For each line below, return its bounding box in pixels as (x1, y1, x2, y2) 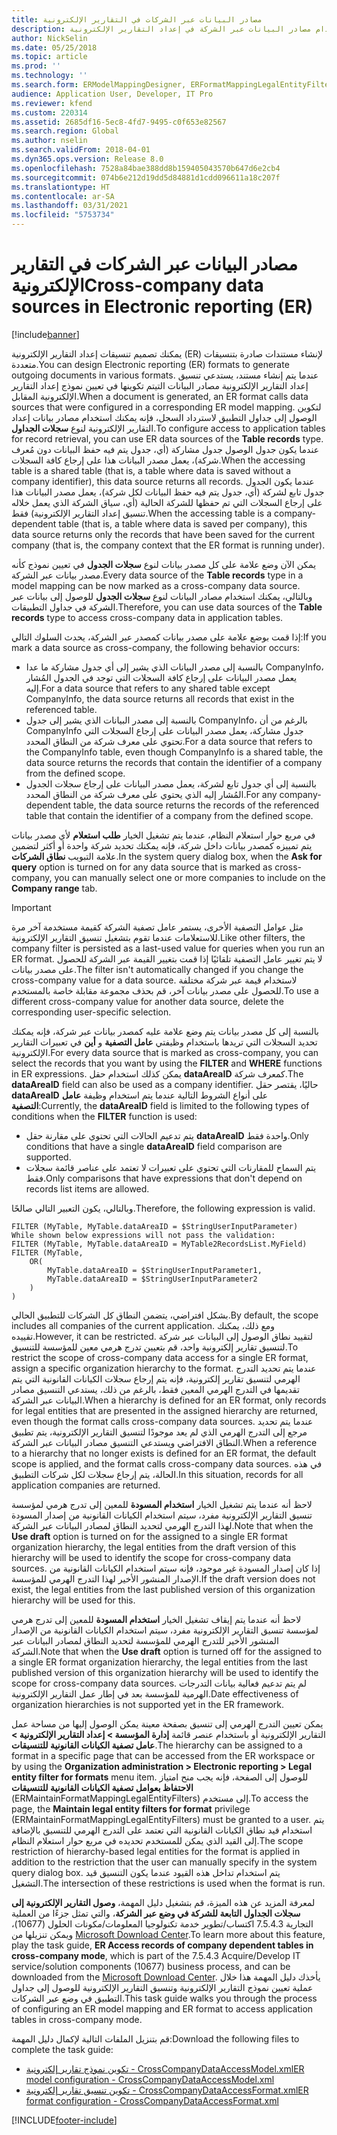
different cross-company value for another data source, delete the (11, 995, 284, 1007)
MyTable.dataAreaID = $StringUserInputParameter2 (47, 1274, 258, 1284)
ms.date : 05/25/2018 (11, 42, 98, 53)
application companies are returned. (11, 1479, 161, 1491)
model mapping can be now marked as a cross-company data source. (11, 579, 301, 591)
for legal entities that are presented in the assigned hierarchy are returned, (11, 1404, 319, 1416)
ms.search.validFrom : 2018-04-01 (11, 145, 151, 155)
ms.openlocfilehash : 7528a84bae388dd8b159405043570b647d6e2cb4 (11, 163, 281, 173)
